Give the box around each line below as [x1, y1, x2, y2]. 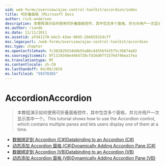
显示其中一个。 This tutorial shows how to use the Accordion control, [17, 115, 156, 121]
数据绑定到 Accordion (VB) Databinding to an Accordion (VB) [12, 149, 134, 155]
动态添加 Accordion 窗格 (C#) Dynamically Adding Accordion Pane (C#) [12, 142, 156, 148]
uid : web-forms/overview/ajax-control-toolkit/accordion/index [5, 7, 137, 12]
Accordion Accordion [5, 93, 92, 104]
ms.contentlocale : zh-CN [5, 62, 56, 67]
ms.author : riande [5, 26, 43, 31]
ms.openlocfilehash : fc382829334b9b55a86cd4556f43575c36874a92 [5, 48, 137, 53]
